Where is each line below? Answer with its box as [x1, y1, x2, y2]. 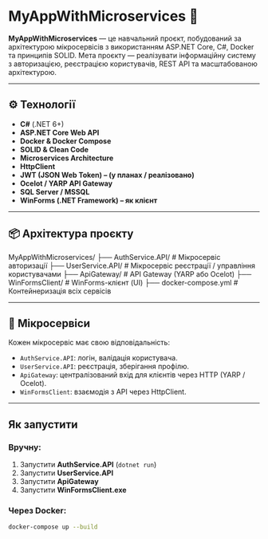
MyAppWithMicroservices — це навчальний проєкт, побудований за [8, 33, 242, 43]
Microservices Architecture [19, 153, 114, 163]
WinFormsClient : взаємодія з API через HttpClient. [19, 387, 187, 397]
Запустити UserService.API [19, 468, 114, 478]
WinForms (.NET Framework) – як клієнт [19, 195, 158, 205]
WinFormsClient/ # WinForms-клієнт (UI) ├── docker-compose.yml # [8, 277, 238, 287]
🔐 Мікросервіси [8, 317, 90, 330]
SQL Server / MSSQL [19, 187, 90, 196]
